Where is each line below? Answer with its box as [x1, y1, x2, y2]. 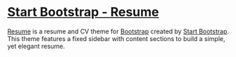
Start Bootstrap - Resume [7, 4, 160, 20]
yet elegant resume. [7, 42, 66, 50]
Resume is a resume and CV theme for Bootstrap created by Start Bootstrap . [7, 27, 230, 35]
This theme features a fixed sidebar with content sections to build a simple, [7, 34, 225, 42]
